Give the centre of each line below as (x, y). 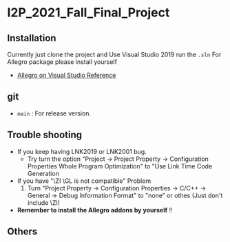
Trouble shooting (45, 135)
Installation (32, 38)
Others (22, 232)
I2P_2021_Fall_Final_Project (88, 13)
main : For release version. (54, 113)
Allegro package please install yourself (62, 62)
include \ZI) (44, 202)
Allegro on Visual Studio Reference (66, 75)
